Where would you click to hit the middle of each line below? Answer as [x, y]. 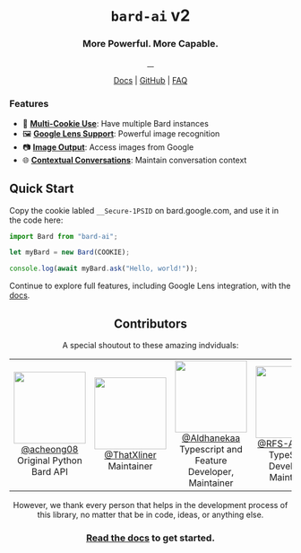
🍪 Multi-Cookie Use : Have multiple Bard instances [115, 123]
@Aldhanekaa [211, 438]
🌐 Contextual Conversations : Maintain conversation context [134, 160]
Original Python [50, 461]
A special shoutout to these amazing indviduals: [150, 346]
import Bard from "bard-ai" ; [64, 236]
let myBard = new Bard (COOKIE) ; [69, 252]
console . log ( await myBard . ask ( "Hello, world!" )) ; [104, 269]
